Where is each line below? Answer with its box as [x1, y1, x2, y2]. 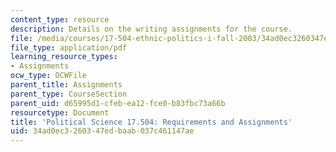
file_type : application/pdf [10, 42, 128, 53]
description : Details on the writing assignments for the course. [10, 24, 293, 34]
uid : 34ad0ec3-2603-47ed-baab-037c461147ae [10, 126, 195, 136]
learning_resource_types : [10, 52, 118, 62]
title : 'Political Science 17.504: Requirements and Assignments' [10, 117, 293, 127]
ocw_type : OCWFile [10, 71, 87, 81]
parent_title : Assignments [10, 80, 123, 90]
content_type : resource [10, 14, 110, 25]
